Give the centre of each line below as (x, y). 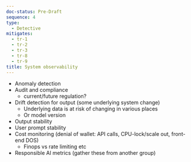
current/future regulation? (55, 96)
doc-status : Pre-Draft (34, 12)
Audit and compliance (41, 90)
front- (178, 134)
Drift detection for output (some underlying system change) (87, 103)
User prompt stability (40, 128)
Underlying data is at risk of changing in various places (90, 109)
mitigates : (20, 34)
